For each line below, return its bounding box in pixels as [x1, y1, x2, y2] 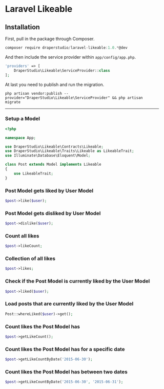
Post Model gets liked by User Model [5, 187, 94, 194]
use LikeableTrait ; [14, 171, 54, 176]
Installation [5, 23, 40, 31]
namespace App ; [5, 135, 36, 140]
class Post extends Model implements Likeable [5, 162, 102, 167]
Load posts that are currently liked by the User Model [5, 301, 134, 307]
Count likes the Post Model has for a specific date [5, 346, 125, 352]
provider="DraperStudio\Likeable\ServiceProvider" [5, 95, 110, 100]
